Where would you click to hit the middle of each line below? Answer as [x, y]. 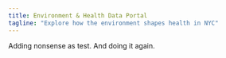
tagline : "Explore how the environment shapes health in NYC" [113, 23]
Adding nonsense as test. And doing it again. [82, 45]
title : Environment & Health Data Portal [78, 15]
